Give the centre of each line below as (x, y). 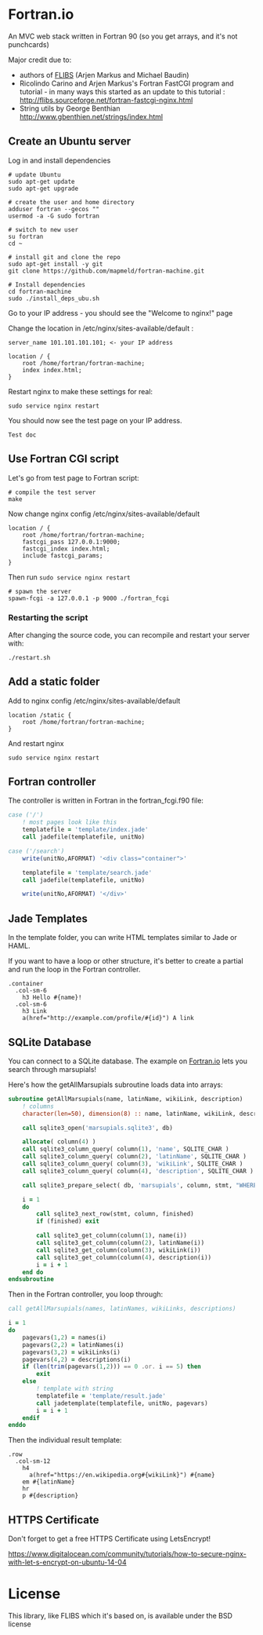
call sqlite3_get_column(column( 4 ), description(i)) (124, 1257)
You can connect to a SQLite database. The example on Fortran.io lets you (128, 1061)
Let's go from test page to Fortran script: (74, 477)
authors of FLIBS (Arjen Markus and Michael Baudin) (104, 75)
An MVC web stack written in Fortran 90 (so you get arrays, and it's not (123, 36)
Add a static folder (54, 682)
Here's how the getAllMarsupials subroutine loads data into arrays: (115, 1085)
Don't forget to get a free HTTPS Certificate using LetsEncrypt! (110, 1539)
